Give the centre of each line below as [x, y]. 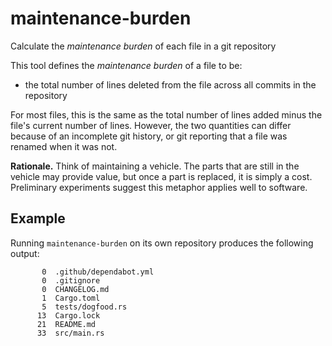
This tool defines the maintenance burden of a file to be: [126, 65]
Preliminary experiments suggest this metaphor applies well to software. [159, 187]
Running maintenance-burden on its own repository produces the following [162, 243]
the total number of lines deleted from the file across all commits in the [170, 84]
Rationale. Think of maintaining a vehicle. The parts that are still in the [155, 166]
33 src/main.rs [70, 333]
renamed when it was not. [64, 146]
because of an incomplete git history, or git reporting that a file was [149, 136]
